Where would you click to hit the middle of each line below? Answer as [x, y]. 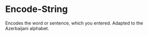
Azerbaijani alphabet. [27, 28]
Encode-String [36, 9]
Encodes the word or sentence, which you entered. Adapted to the [74, 23]
